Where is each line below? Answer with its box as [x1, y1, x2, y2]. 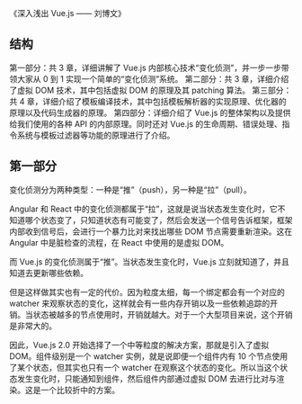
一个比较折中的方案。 [40, 384, 120, 395]
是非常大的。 [9, 320, 57, 331]
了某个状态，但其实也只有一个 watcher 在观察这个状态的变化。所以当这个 [9, 362, 280, 373]
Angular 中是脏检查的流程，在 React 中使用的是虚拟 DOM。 [9, 237, 229, 247]
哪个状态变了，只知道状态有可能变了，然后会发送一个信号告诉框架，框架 [24, 214, 293, 225]
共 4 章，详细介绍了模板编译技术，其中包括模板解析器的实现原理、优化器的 [9, 95, 287, 106]
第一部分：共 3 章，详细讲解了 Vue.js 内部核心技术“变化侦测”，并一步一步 [9, 62, 281, 73]
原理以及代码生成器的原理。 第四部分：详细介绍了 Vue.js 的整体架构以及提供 [9, 107, 291, 118]
